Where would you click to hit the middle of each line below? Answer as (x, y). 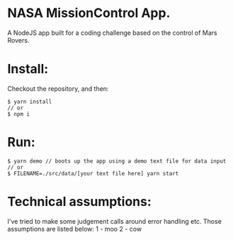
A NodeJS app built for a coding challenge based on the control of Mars (112, 33)
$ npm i (19, 114)
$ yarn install (30, 102)
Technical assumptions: (80, 202)
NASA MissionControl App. (89, 13)
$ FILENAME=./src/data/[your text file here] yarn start (93, 173)
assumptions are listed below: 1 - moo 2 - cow (75, 229)
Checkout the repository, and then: (58, 88)
